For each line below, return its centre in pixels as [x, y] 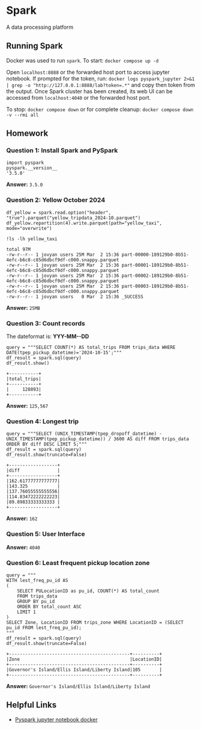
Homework [27, 134]
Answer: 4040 [23, 547]
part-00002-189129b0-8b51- [155, 276]
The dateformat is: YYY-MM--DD [48, 336]
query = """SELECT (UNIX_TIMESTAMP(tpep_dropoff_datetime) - [84, 434]
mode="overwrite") [29, 228]
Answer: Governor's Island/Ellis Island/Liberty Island [78, 686]
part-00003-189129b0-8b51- [155, 286]
